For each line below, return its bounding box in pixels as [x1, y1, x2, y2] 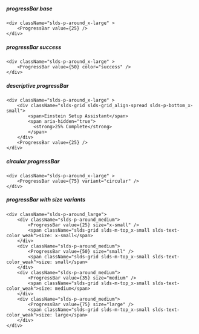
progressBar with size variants [6, 196, 86, 203]
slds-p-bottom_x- [149, 102, 194, 108]
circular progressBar [6, 157, 60, 165]
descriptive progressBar [6, 82, 69, 89]
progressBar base [6, 5, 53, 12]
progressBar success [6, 43, 62, 51]
